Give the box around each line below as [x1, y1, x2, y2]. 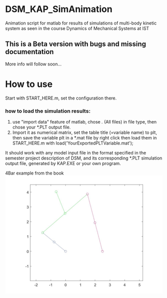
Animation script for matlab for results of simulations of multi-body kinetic [5, 20, 157, 26]
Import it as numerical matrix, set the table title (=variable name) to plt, [12, 129, 157, 135]
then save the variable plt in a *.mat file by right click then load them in [12, 134, 157, 140]
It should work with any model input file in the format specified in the [5, 149, 146, 155]
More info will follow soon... [5, 61, 62, 67]
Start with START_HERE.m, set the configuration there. [5, 95, 117, 101]
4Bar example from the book [5, 170, 64, 176]
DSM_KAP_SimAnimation [5, 3, 113, 15]
